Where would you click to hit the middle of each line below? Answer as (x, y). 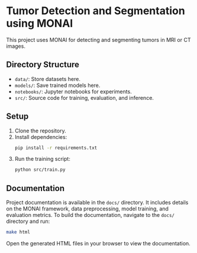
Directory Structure (43, 65)
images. (16, 46)
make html (18, 232)
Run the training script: (43, 159)
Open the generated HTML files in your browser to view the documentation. (98, 243)
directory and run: (28, 221)
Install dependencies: (41, 137)
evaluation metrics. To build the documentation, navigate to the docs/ (90, 215)
